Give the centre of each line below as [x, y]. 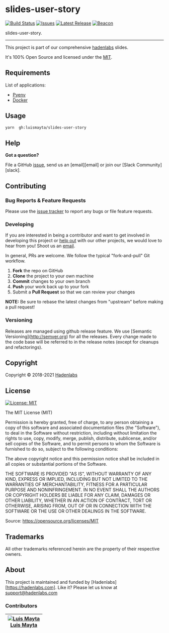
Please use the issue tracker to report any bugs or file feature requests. [79, 211]
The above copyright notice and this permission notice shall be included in [82, 459]
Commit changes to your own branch [51, 281]
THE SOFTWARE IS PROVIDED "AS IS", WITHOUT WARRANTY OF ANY [78, 474]
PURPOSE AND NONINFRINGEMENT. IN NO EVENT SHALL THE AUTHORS [82, 490]
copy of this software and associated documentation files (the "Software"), [83, 428]
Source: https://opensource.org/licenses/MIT [52, 521]
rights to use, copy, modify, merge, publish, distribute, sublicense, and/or [81, 439]
